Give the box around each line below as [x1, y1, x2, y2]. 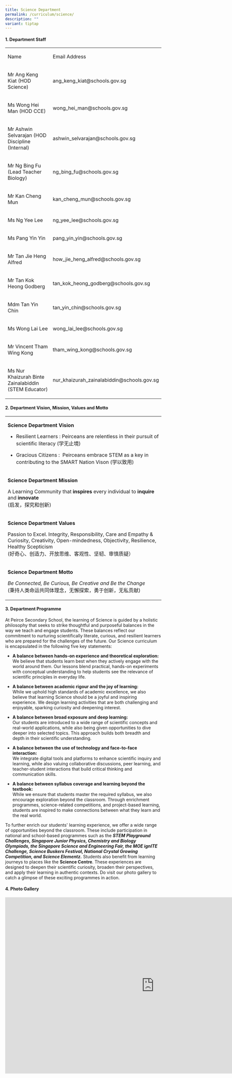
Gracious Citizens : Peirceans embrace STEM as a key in [16, 452, 149, 458]
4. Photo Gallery [5, 886, 39, 892]
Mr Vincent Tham [7, 343, 48, 350]
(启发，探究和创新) [7, 501, 52, 508]
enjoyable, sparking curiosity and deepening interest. [12, 704, 121, 710]
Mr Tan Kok [7, 277, 35, 284]
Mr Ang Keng [7, 71, 39, 78]
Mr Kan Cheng [7, 193, 41, 200]
